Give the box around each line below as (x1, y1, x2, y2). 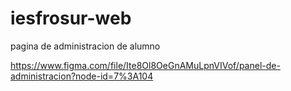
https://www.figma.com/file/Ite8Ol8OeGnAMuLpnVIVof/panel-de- (10, 59, 281, 71)
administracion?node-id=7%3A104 (10, 70, 154, 82)
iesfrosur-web (10, 7, 132, 30)
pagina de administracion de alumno (10, 40, 161, 52)
